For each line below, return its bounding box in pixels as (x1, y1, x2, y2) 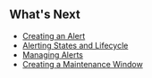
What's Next (9, 7, 80, 22)
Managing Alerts (21, 49, 83, 60)
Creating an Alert (21, 30, 86, 41)
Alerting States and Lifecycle (21, 40, 129, 51)
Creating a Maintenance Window (21, 58, 143, 69)
